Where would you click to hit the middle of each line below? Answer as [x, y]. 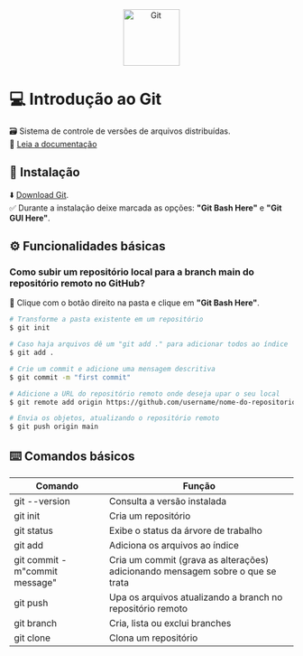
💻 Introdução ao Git [86, 99]
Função [199, 486]
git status [34, 530]
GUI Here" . [30, 218]
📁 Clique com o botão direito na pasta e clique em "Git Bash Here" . [134, 303]
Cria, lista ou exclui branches [170, 623]
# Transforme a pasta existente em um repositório [106, 320]
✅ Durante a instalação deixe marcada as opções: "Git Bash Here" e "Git [146, 208]
